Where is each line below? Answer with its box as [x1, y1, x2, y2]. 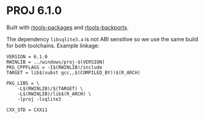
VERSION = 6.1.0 [6, 53, 48, 59]
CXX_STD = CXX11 [6, 107, 48, 113]
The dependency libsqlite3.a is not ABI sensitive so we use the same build [6, 35, 199, 42]
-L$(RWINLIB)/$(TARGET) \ [17, 86, 84, 92]
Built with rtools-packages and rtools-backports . [6, 24, 129, 31]
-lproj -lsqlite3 [17, 96, 62, 102]
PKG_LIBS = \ [6, 80, 40, 86]
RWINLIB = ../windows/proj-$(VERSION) [6, 59, 105, 65]
